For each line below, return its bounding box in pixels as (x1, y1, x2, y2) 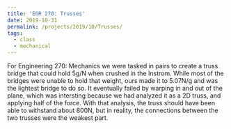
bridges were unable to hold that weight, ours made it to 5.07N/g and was (7, 77, 218, 84)
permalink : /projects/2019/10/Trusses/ (7, 23, 123, 30)
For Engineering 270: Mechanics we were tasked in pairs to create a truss (7, 62, 218, 70)
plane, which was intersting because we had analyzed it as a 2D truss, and (7, 91, 221, 100)
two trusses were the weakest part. (7, 114, 109, 122)
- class (13, 36, 36, 43)
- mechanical (13, 43, 51, 50)
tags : (7, 29, 23, 37)
